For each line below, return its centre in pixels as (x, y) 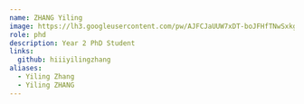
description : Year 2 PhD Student (72, 43)
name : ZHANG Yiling (46, 18)
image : (22, 26)
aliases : (26, 69)
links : (22, 52)
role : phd (28, 34)
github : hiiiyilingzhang (64, 60)
